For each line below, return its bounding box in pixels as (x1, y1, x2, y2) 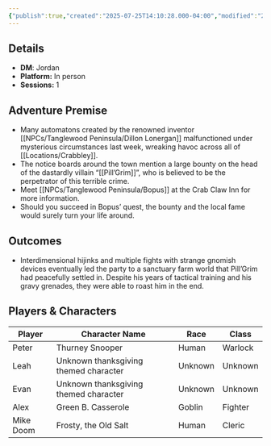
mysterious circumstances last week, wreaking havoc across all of (19, 142, 241, 152)
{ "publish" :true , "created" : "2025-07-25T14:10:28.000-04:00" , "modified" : (8, 11, 258, 20)
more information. (19, 194, 80, 203)
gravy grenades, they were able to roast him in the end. (19, 281, 204, 291)
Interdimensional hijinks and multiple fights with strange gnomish (19, 256, 236, 265)
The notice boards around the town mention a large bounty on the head (19, 159, 258, 169)
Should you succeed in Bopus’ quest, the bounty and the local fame (19, 202, 246, 212)
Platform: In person (19, 72, 86, 81)
